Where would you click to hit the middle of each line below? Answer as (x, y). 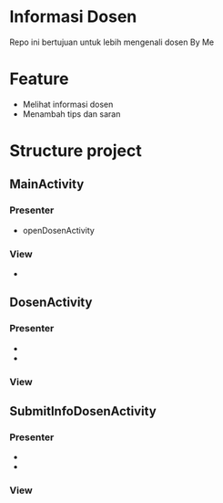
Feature (39, 79)
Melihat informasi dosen (68, 104)
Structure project (76, 151)
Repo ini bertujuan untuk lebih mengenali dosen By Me (112, 42)
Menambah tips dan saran (71, 114)
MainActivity (47, 184)
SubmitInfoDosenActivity (83, 411)
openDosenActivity (59, 230)
